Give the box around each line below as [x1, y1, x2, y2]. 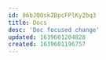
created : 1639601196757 [8, 41, 86, 48]
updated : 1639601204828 [8, 33, 86, 41]
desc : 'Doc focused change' [8, 26, 101, 34]
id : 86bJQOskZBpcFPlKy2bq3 [8, 11, 97, 19]
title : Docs [8, 19, 47, 26]
